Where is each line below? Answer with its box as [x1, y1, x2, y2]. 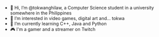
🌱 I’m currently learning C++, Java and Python [10, 20, 107, 26]
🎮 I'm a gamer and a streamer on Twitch [10, 26, 96, 32]
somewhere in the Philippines [10, 10, 72, 16]
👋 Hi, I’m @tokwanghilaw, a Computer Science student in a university [10, 5, 154, 10]
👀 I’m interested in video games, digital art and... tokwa [10, 15, 125, 21]
